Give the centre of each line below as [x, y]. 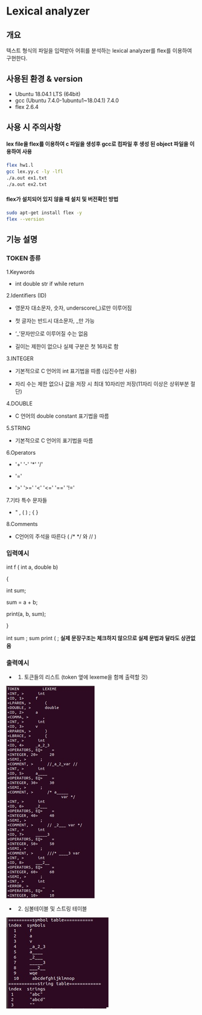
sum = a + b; [22, 602]
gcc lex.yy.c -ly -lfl [35, 172]
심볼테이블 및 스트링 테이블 [55, 909]
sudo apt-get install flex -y [44, 213]
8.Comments [22, 524]
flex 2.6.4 [27, 106]
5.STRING [18, 428]
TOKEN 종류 [24, 258]
